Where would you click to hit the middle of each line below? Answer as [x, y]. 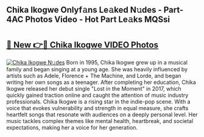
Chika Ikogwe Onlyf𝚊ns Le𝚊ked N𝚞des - [84, 10]
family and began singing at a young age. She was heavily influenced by [97, 69]
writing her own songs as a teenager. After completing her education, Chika [101, 82]
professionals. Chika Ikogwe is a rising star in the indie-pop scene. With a [98, 102]
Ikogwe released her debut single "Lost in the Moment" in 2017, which [94, 89]
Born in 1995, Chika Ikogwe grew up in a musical [127, 62]
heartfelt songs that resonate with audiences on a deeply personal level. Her [102, 114]
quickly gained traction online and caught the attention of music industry [97, 95]
